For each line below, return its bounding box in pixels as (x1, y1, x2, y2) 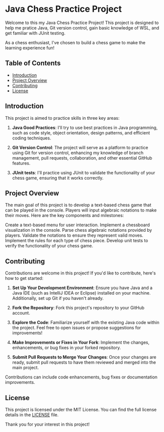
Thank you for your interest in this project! (5, 421, 90, 427)
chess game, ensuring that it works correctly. (12, 175, 104, 181)
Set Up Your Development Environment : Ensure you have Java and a (12, 285, 153, 291)
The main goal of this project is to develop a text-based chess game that (5, 202, 152, 208)
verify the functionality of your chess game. (5, 243, 94, 249)
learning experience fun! (5, 45, 55, 51)
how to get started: (5, 275, 44, 281)
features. (12, 160, 31, 166)
